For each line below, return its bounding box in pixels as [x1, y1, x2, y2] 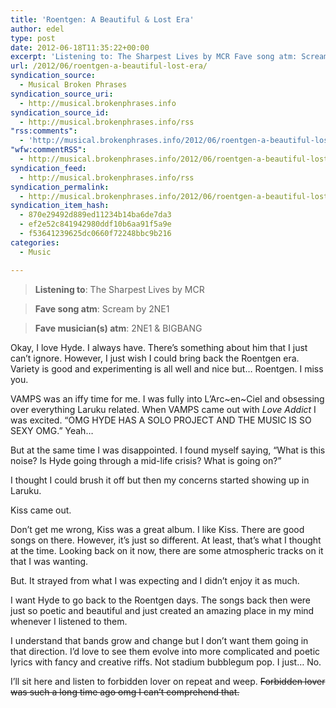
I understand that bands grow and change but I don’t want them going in [10, 634, 309, 646]
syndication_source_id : [10, 107, 110, 118]
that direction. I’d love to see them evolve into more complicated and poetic [10, 645, 321, 657]
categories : [10, 237, 60, 248]
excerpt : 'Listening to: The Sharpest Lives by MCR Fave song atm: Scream [10, 52, 329, 62]
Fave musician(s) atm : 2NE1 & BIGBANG [34, 322, 203, 334]
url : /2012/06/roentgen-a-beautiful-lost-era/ [10, 61, 208, 71]
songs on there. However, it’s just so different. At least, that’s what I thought [10, 534, 322, 546]
